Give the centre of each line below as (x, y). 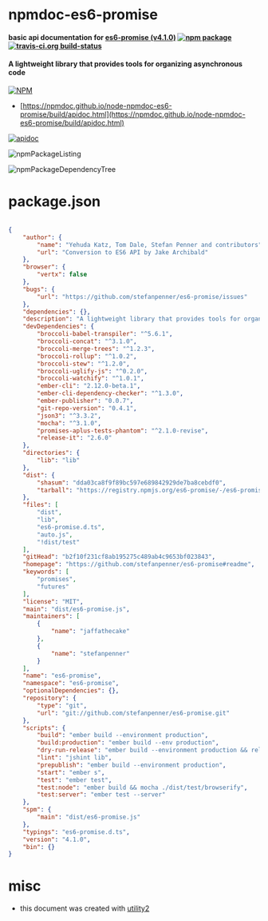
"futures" (53, 586)
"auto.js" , (55, 534)
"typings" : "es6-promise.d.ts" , (76, 832)
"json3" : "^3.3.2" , (69, 416)
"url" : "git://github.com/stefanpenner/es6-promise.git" (133, 713)
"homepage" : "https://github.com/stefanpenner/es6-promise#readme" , (139, 564)
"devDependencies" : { (58, 327)
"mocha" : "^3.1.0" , (69, 423)
